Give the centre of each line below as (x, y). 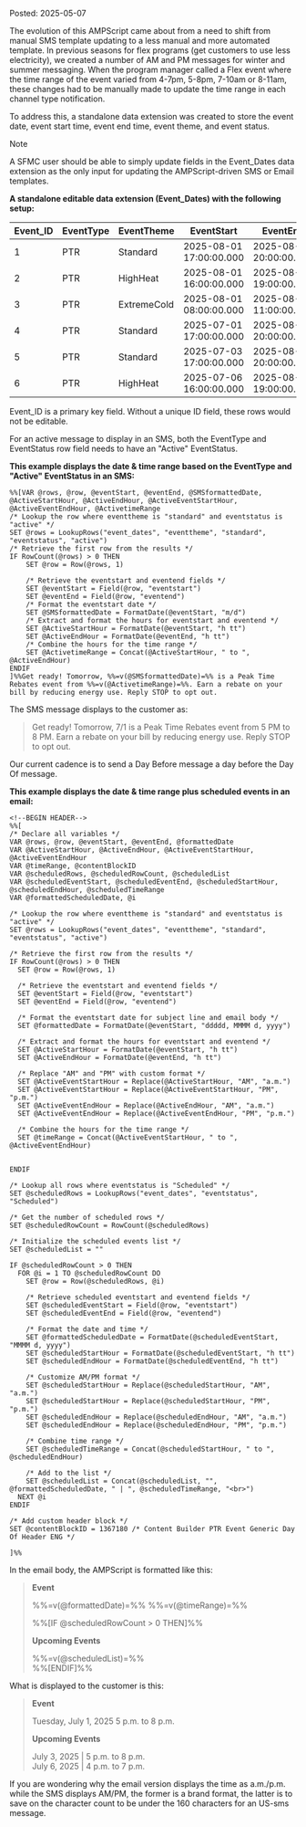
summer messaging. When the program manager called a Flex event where (150, 69)
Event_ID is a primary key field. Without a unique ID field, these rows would (150, 411)
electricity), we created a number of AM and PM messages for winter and (147, 60)
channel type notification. (57, 99)
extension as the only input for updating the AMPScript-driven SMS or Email (152, 171)
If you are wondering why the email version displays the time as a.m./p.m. (148, 1784)
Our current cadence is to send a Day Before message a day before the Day (152, 764)
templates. (29, 181)
